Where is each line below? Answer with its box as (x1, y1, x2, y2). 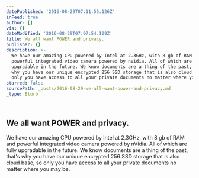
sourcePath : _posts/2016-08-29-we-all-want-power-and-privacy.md (6, 86, 171, 92)
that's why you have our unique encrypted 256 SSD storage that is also (6, 153, 180, 160)
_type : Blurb (6, 91, 38, 97)
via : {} (6, 25, 25, 31)
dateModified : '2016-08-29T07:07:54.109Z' (6, 31, 113, 37)
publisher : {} (6, 42, 41, 48)
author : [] (6, 20, 33, 25)
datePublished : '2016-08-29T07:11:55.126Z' (6, 8, 115, 15)
